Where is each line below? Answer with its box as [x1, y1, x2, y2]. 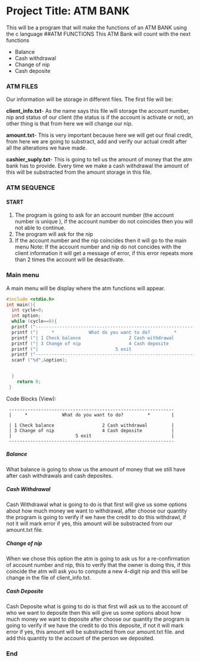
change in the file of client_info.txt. [6, 574, 91, 581]
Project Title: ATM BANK [6, 4, 130, 18]
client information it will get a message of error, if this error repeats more [14, 250, 193, 257]
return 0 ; [17, 379, 42, 385]
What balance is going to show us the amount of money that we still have [6, 465, 186, 473]
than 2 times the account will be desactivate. [14, 256, 125, 263]
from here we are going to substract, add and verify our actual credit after [6, 138, 187, 145]
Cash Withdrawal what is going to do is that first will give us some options [6, 501, 187, 508]
